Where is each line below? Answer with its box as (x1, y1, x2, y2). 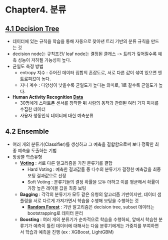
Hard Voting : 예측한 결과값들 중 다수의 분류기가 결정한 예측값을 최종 (27, 166, 161, 172)
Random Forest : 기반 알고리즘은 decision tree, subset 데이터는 (27, 203, 155, 210)
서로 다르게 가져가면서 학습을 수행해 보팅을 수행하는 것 (33, 197, 139, 203)
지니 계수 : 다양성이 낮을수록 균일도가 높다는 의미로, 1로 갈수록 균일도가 (19, 82, 158, 88)
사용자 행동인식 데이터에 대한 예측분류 (19, 113, 94, 118)
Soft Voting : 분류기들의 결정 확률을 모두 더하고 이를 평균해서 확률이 (27, 178, 159, 185)
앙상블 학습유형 (12, 153, 42, 160)
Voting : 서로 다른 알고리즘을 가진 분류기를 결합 (19, 160, 112, 166)
